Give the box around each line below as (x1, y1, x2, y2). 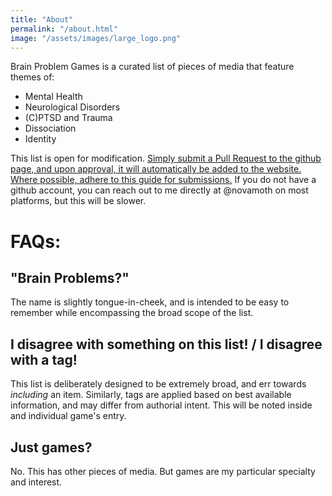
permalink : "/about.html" (10, 24, 118, 34)
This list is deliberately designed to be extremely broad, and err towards (10, 378, 307, 390)
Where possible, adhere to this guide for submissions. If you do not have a (10, 174, 317, 186)
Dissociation (24, 122, 77, 135)
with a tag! (10, 351, 78, 368)
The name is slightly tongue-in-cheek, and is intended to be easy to (10, 296, 290, 308)
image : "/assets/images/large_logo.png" (10, 33, 182, 43)
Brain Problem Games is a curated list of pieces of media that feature (10, 61, 295, 73)
